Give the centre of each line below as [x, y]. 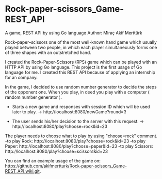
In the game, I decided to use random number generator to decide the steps [81, 87]
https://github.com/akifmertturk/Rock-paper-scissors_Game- [66, 166]
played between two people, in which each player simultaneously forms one [81, 47]
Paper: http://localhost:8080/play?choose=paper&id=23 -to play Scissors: [79, 146]
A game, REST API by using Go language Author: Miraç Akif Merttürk [74, 33]
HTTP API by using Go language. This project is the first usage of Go [73, 67]
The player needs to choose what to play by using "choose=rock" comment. [81, 136]
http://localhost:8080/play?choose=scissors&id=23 [57, 151]
